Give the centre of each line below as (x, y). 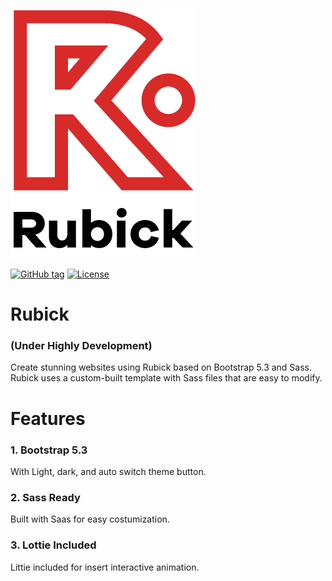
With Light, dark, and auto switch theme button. (108, 471)
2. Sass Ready (45, 497)
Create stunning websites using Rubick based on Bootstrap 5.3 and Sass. (161, 367)
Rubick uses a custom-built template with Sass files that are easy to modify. (166, 378)
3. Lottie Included (53, 545)
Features (48, 418)
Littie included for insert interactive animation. (105, 567)
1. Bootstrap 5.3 (49, 450)
